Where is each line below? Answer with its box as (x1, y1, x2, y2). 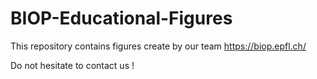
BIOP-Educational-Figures (10, 7, 233, 30)
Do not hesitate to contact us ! (10, 59, 135, 71)
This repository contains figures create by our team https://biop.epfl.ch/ (10, 40, 307, 52)
